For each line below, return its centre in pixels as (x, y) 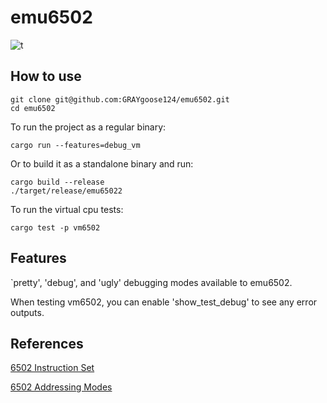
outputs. (27, 312)
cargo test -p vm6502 (55, 227)
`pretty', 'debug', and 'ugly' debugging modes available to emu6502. (151, 282)
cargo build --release (57, 182)
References (47, 343)
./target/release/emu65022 (66, 191)
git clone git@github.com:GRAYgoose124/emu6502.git (120, 99)
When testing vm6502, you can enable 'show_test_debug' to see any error (164, 302)
